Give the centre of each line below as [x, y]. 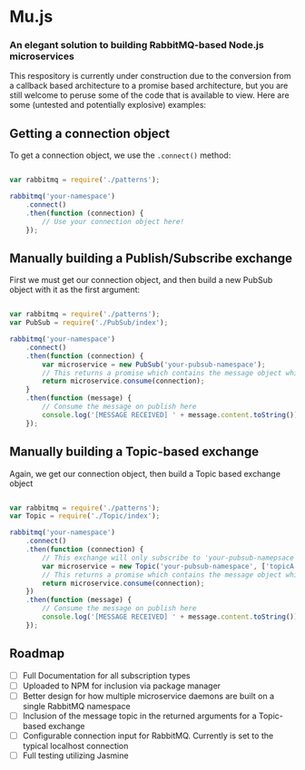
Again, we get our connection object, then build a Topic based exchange [145, 473]
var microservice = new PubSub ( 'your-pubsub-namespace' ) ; [154, 365]
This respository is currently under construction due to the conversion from [150, 76]
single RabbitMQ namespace [76, 706]
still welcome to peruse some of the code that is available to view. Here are [149, 95]
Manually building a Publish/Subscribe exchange [151, 258]
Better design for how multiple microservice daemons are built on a [148, 696]
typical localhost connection [75, 746]
